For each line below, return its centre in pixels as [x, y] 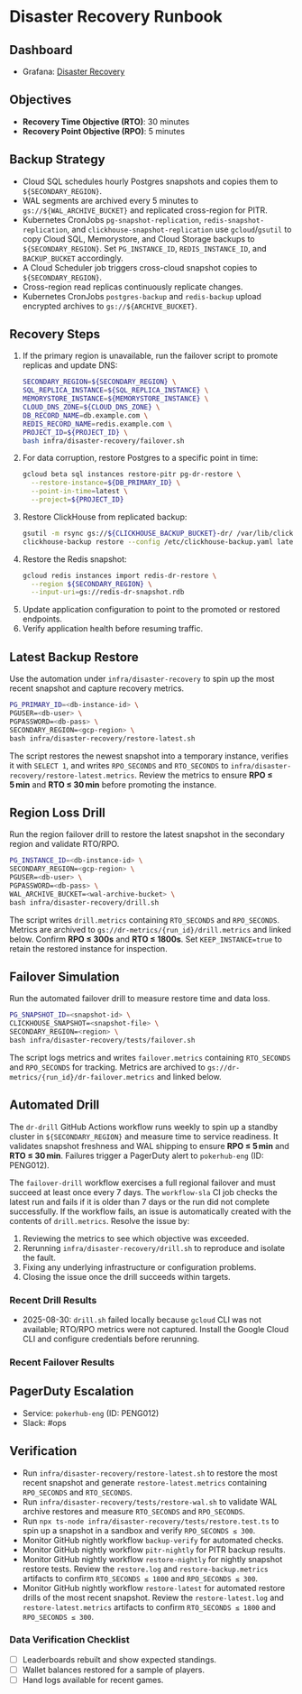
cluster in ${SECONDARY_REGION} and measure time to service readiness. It [144, 1136]
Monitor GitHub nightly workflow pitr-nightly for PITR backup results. [154, 1550]
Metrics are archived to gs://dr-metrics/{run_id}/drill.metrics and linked [150, 929]
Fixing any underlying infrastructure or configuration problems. [139, 1267]
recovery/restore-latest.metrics [72, 776]
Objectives [41, 100]
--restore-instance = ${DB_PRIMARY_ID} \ [106, 483]
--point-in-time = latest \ [79, 492]
